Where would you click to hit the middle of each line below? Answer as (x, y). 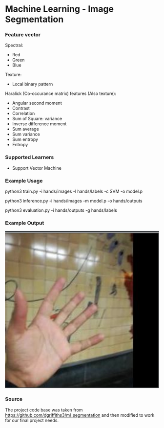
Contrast (21, 108)
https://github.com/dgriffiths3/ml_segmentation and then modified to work (80, 415)
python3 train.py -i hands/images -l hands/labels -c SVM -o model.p (74, 191)
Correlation (23, 113)
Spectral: (14, 45)
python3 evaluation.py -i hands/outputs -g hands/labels (61, 210)
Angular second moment (37, 103)
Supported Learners (30, 158)
